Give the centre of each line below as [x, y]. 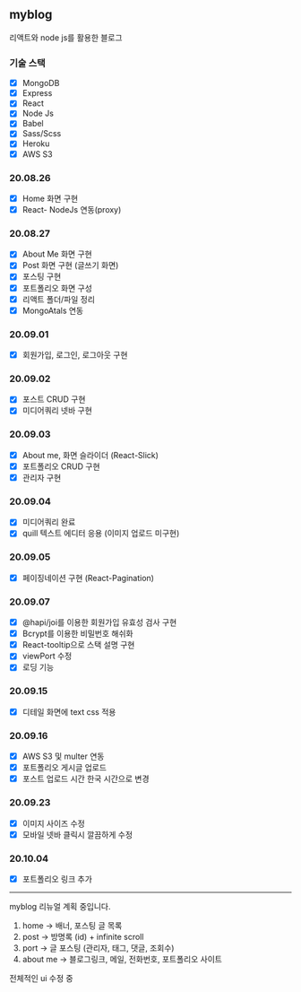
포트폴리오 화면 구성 [57, 288]
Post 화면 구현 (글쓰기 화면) [70, 265]
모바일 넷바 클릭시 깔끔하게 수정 [77, 834]
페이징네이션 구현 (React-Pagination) [88, 578]
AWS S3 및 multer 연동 [63, 756]
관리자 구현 [42, 477]
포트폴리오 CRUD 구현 [61, 466]
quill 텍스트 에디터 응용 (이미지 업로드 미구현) [101, 534]
